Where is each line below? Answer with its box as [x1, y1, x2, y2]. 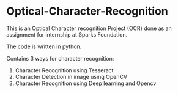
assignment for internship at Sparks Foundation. [6, 31, 128, 38]
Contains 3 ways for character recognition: [6, 54, 114, 62]
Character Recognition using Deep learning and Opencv [15, 80, 157, 87]
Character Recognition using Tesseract [15, 66, 114, 74]
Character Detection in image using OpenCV [15, 73, 127, 80]
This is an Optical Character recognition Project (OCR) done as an [6, 24, 172, 32]
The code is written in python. [6, 43, 82, 50]
